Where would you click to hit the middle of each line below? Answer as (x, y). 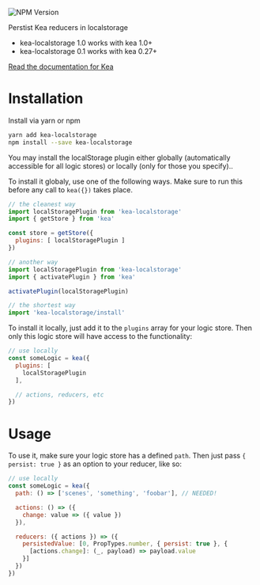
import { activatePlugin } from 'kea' (72, 277)
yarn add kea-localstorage (53, 135)
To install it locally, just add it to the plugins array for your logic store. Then (130, 328)
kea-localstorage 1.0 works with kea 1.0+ (86, 43)
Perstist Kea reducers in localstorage (68, 27)
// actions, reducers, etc (60, 395)
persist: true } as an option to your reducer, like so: (95, 464)
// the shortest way (42, 306)
